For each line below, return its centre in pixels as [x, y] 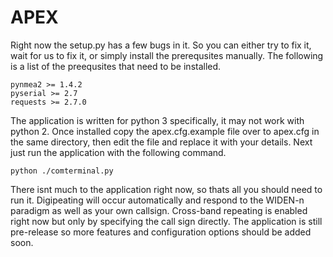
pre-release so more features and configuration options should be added [161, 232]
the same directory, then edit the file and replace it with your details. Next [161, 142]
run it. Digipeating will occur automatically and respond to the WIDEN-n [157, 200]
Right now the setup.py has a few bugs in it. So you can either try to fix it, [161, 45]
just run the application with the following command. [118, 152]
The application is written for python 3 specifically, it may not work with [157, 120]
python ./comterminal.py [62, 171]
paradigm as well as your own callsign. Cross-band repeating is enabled [159, 210]
